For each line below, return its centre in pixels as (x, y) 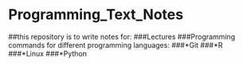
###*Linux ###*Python (48, 53)
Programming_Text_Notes (96, 15)
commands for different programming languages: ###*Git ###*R (116, 45)
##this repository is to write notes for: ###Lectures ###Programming (122, 37)
